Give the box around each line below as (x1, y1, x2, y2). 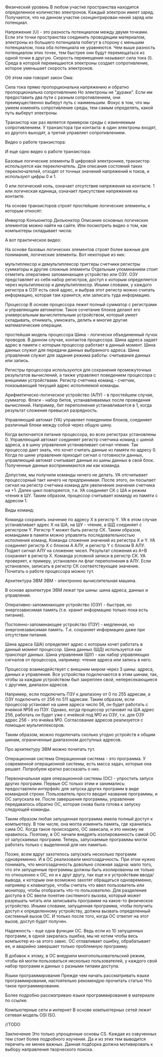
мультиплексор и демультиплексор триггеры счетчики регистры (5, 261, 141, 267)
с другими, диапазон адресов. (5, 682, 69, 688)
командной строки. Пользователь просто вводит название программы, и (5, 791, 158, 797)
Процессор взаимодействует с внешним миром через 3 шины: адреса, (5, 666, 154, 672)
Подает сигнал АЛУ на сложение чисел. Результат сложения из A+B (5, 547, 147, 553)
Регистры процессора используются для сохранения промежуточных (5, 367, 152, 373)
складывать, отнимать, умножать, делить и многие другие (5, 317, 128, 323)
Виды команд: (5, 507, 34, 513)
